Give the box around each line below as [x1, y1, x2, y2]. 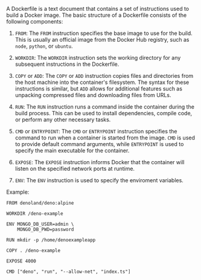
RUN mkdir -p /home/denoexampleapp [6, 237, 96, 243]
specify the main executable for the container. [14, 147, 130, 154]
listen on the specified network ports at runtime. [14, 165, 135, 172]
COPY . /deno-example [6, 247, 61, 253]
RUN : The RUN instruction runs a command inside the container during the [14, 103, 195, 110]
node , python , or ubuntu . [14, 42, 73, 49]
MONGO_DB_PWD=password [17, 226, 74, 232]
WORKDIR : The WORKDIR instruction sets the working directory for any [14, 54, 181, 61]
